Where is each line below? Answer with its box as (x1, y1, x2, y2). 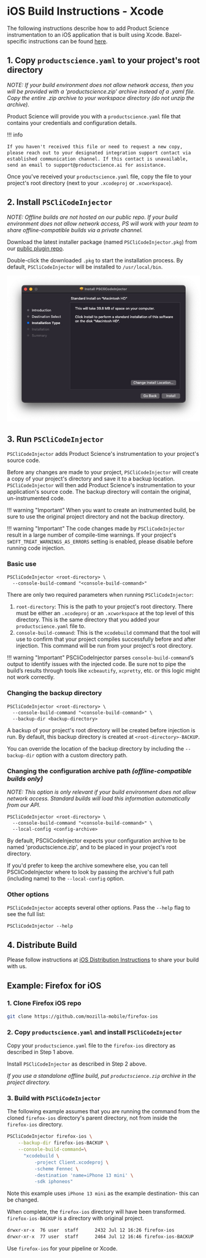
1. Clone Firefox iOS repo (7, 999, 82, 1007)
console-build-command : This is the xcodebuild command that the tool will (15, 629, 200, 637)
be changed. (7, 1196, 39, 1203)
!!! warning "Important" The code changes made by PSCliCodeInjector (7, 525, 185, 532)
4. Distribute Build (7, 939, 77, 950)
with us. (7, 963, 27, 970)
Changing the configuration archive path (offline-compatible (7, 767, 192, 775)
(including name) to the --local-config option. (7, 875, 125, 882)
